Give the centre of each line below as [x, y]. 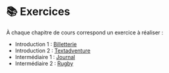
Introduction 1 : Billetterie [46, 44]
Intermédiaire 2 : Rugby [44, 63]
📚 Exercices [38, 12]
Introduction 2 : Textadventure [53, 50]
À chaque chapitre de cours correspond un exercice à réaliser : [85, 32]
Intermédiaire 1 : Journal [45, 57]
